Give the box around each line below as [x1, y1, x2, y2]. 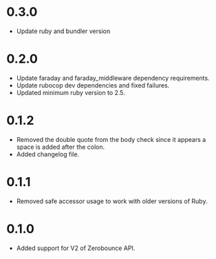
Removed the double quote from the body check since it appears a [16, 135, 206, 143]
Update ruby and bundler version [16, 27, 111, 35]
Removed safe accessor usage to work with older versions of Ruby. [16, 197, 208, 205]
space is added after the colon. [16, 143, 105, 151]
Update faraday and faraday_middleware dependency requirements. [16, 74, 210, 82]
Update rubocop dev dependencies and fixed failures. [16, 81, 170, 90]
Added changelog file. [16, 149, 80, 158]
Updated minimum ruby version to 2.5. [16, 88, 125, 96]
